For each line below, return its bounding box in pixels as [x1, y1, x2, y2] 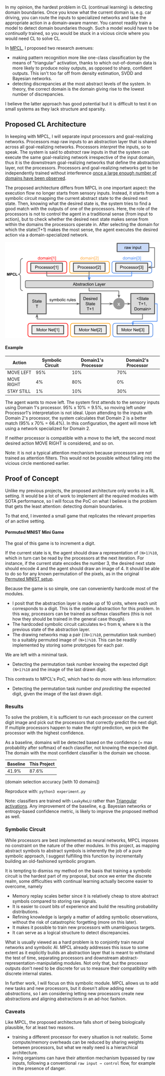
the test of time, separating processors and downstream [5, 955, 119, 961]
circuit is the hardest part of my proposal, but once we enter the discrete [5, 873, 152, 879]
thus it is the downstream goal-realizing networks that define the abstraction [5, 160, 160, 165]
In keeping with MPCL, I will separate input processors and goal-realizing [5, 133, 153, 139]
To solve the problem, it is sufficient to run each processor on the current [5, 714, 153, 720]
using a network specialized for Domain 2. [5, 425, 91, 431]
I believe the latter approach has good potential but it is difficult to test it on [5, 101, 157, 106]
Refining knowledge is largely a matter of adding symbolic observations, [12, 913, 159, 920]
